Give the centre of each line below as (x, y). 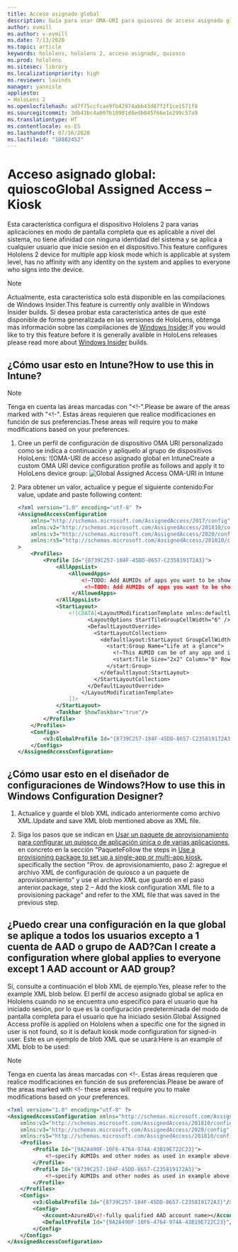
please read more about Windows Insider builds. (78, 342)
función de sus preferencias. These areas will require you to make (103, 422)
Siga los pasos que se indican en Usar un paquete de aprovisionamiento (123, 834)
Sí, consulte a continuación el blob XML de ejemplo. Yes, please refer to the (117, 986)
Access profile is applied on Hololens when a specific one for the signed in (117, 1024)
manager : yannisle (34, 87)
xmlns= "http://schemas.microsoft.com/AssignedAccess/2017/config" (131, 521)
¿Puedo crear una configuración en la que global (117, 925)
